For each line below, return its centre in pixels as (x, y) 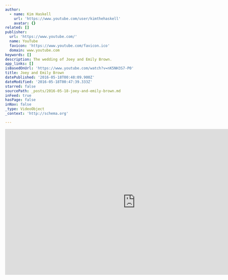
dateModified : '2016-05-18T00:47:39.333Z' (49, 82)
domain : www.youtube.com (35, 50)
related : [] (17, 28)
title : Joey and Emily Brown (35, 73)
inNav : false (18, 105)
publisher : (16, 32)
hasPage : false (20, 100)
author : (13, 9)
